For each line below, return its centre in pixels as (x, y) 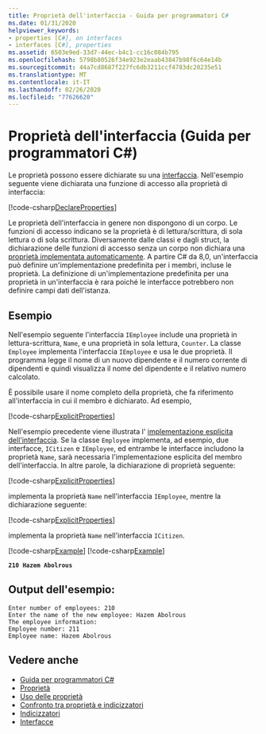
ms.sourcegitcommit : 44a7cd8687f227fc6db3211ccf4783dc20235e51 (115, 68)
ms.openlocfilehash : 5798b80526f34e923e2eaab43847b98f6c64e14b (115, 60)
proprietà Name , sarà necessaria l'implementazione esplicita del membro (125, 457)
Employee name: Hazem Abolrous (60, 636)
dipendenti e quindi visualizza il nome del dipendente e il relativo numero (127, 368)
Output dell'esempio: (62, 590)
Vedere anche (44, 660)
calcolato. (24, 377)
